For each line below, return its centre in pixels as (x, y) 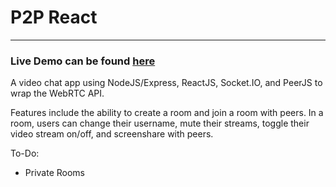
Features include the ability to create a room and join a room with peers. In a (167, 113)
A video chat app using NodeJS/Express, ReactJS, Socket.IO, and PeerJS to (166, 83)
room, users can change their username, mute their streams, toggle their (160, 123)
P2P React (54, 17)
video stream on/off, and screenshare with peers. (112, 134)
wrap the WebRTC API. (57, 93)
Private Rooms (54, 173)
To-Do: (25, 153)
